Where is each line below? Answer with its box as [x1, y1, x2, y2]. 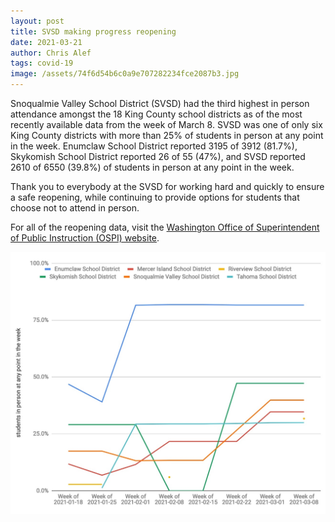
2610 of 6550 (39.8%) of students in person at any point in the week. [10, 161, 295, 173]
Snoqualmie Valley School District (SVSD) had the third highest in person [10, 98, 310, 109]
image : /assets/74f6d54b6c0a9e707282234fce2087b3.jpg [10, 69, 240, 79]
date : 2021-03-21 [10, 37, 83, 47]
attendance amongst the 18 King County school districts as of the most [10, 108, 303, 120]
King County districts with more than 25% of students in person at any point [10, 130, 324, 141]
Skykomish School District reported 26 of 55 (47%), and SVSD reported [10, 151, 306, 162]
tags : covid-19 [10, 58, 74, 69]
